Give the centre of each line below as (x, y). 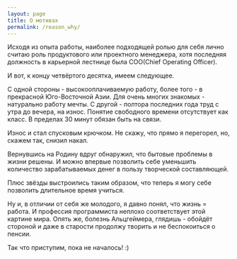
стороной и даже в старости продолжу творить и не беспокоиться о (111, 227)
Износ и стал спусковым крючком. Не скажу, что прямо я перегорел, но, (118, 133)
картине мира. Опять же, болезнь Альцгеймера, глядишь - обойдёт (110, 219)
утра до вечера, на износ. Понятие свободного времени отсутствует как (118, 112)
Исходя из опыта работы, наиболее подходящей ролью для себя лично (116, 47)
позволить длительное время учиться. (66, 191)
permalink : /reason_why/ (44, 27)
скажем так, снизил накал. (48, 140)
